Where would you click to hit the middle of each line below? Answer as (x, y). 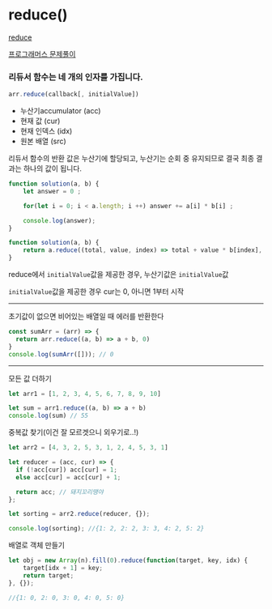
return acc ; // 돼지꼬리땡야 (59, 492)
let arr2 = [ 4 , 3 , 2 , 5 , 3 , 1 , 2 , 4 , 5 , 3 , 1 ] (88, 448)
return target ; (49, 575)
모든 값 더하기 (30, 378)
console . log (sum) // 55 (49, 416)
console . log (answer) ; (59, 220)
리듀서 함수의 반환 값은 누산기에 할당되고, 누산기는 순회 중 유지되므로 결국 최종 (132, 159)
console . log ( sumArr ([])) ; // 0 (61, 354)
